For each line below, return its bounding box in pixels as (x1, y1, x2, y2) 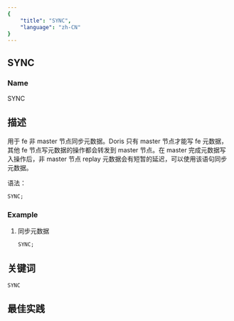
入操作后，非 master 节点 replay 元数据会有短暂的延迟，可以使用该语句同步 (7, 154, 228, 163)
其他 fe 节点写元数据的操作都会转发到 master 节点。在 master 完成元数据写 (7, 145, 226, 154)
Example (7, 209, 38, 219)
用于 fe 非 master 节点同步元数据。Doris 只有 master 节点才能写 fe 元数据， (7, 137, 228, 145)
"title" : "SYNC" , (20, 17, 72, 24)
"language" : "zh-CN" (20, 23, 81, 31)
